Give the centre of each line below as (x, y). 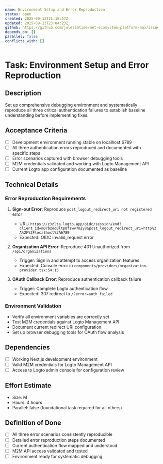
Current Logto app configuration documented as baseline (69, 169)
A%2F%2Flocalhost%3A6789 (44, 232)
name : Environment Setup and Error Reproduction (55, 9)
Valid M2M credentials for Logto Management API (62, 365)
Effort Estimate (28, 386)
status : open (18, 14)
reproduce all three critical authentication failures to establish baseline (75, 110)
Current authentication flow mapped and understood (65, 445)
